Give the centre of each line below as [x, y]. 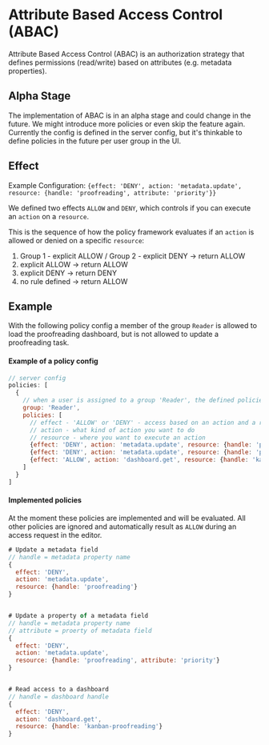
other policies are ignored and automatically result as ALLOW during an [122, 527]
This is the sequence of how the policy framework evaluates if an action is [131, 232]
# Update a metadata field [53, 550]
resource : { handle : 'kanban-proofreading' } [89, 727]
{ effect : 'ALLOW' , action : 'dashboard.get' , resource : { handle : [139, 460]
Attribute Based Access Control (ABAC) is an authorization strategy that [126, 54]
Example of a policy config [53, 361]
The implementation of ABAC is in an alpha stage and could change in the [130, 115]
